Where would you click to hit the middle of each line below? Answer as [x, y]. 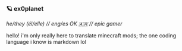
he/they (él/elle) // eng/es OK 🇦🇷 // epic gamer [64, 24]
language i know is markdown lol [46, 42]
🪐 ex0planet [25, 8]
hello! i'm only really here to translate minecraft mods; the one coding [91, 36]
